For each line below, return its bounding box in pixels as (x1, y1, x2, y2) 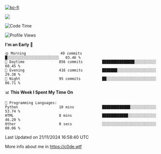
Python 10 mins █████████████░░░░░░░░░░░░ (5, 105, 157, 110)
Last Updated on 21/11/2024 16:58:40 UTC (5, 134, 89, 140)
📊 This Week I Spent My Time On (5, 89, 73, 95)
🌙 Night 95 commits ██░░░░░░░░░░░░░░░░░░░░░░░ (5, 76, 157, 81)
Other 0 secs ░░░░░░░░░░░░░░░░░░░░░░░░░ (5, 122, 157, 126)
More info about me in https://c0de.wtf (5, 144, 82, 149)
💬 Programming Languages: (5, 100, 57, 105)
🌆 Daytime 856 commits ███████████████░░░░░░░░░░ (5, 59, 157, 64)
